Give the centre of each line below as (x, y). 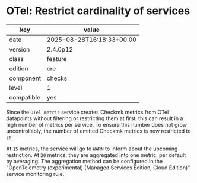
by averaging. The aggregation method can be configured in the (85, 161)
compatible (25, 97)
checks (57, 78)
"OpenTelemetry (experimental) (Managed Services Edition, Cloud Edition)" (98, 168)
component (25, 78)
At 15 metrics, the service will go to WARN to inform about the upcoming (92, 149)
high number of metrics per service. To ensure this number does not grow (96, 124)
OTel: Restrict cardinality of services (98, 11)
